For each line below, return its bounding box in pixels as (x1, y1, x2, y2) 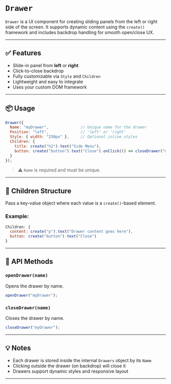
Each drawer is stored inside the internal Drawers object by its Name (12, 357, 152, 363)
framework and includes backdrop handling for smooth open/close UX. (5, 29, 154, 35)
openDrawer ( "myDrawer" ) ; (5, 292, 58, 298)
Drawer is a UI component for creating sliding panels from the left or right (5, 18, 158, 24)
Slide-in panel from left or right (12, 62, 79, 68)
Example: (5, 213, 29, 220)
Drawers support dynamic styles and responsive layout (12, 368, 129, 374)
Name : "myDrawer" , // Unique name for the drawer (10, 125, 147, 130)
